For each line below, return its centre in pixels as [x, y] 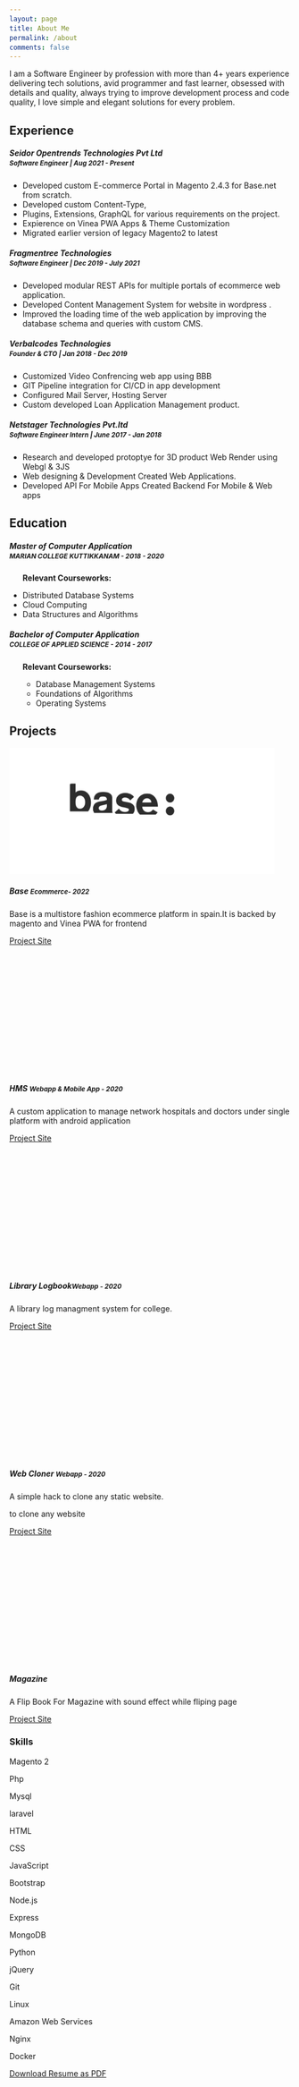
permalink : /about [43, 38]
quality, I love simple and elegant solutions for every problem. [122, 102]
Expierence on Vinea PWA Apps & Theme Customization [126, 223]
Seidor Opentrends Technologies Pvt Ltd [86, 153]
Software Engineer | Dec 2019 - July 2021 [75, 264]
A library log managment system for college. [91, 1308]
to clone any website [47, 1514]
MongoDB [28, 1934]
